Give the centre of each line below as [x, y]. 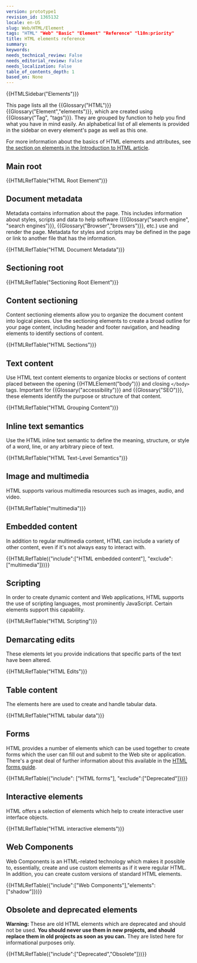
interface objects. [27, 817]
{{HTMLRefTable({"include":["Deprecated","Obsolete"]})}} [77, 954]
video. [14, 497]
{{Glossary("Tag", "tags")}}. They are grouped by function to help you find [96, 118]
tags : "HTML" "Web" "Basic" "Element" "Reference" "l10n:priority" [90, 34]
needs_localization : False [39, 66]
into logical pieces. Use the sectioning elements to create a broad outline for [98, 321]
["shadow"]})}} [24, 891]
